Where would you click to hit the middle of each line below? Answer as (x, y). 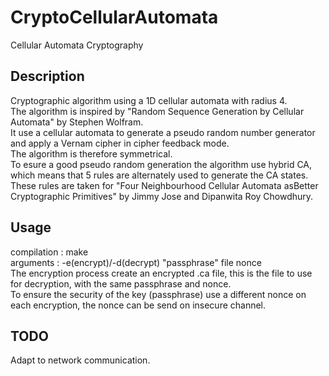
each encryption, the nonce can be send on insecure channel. (138, 305)
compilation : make (49, 252)
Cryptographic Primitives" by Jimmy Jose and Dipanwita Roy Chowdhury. (162, 196)
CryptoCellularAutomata (114, 17)
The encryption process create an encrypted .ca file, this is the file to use (161, 273)
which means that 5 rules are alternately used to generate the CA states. (159, 175)
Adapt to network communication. (80, 360)
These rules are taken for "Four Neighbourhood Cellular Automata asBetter (164, 185)
